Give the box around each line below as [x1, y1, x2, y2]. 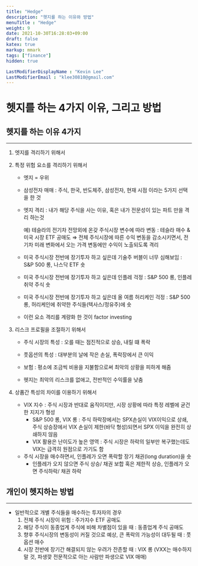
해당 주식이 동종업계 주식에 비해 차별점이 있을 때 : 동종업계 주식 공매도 [23, 524, 184, 531]
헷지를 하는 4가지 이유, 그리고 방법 [6, 102, 162, 115]
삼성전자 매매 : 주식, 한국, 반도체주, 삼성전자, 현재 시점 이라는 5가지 [23, 187, 177, 194]
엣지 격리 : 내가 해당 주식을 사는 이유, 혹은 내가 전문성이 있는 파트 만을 [23, 207, 184, 214]
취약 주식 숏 [23, 281, 51, 288]
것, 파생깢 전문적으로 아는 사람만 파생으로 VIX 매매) [29, 553, 147, 561]
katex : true [6, 42, 35, 48]
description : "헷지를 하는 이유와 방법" [6, 14, 94, 20]
